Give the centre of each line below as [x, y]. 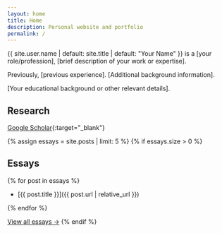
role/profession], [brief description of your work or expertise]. [97, 61]
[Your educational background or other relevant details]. [89, 88]
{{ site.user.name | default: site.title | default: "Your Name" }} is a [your [110, 54]
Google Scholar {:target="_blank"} [56, 128]
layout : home [26, 14]
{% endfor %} [27, 208]
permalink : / [26, 34]
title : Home [25, 20]
